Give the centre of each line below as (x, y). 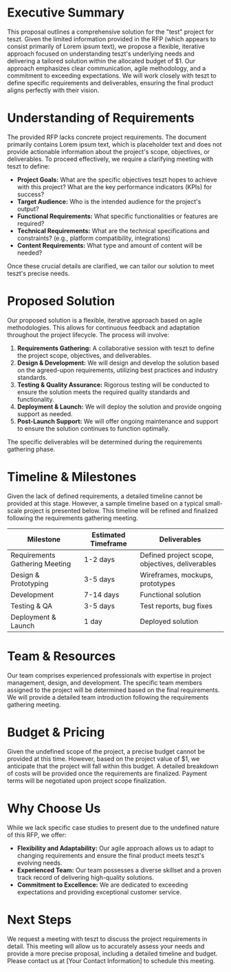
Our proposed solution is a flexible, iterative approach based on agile (105, 320)
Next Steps (40, 919)
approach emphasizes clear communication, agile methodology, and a (107, 68)
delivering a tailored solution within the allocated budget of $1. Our (101, 61)
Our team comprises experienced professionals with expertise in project (109, 675)
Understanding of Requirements (101, 118)
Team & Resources (61, 656)
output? (28, 208)
